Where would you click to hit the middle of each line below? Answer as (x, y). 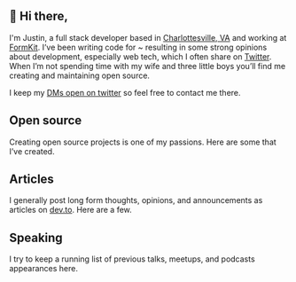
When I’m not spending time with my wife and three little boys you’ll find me (148, 66)
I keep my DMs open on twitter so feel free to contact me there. (125, 92)
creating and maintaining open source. (80, 75)
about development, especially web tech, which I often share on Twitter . (140, 56)
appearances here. (43, 269)
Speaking (36, 237)
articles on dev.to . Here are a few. (71, 210)
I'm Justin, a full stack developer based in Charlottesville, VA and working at (148, 37)
